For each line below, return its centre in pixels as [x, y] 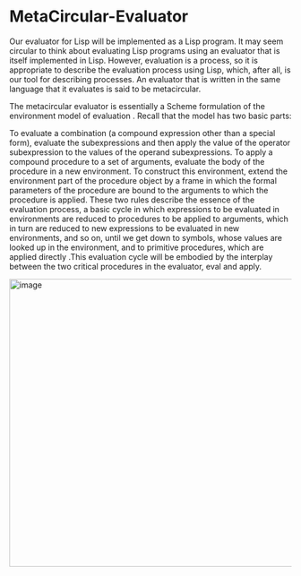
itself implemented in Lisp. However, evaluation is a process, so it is [133, 60]
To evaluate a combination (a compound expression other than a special [142, 133]
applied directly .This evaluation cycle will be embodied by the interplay [141, 256]
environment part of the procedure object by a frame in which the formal [143, 180]
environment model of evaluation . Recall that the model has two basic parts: [150, 116]
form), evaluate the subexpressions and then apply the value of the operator [150, 142]
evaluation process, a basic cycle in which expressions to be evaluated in [145, 209]
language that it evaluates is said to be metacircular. [105, 89]
